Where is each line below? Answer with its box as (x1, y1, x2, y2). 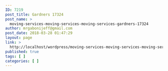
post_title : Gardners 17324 (5, 12, 64, 17)
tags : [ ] (5, 53, 26, 59)
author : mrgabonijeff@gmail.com (5, 26, 72, 31)
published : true (5, 49, 39, 54)
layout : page (5, 35, 32, 40)
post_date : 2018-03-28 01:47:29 (5, 30, 72, 35)
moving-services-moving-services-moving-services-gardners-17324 (9, 21, 149, 26)
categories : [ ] (5, 58, 39, 63)
